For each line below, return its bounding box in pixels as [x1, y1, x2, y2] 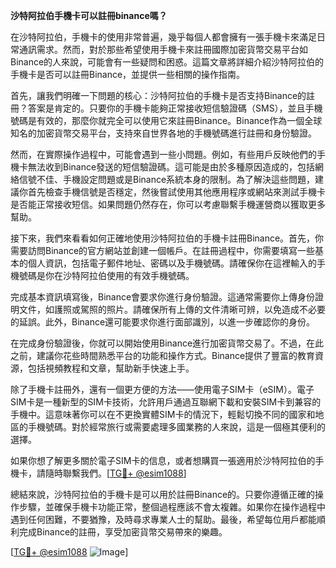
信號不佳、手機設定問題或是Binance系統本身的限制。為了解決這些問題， [18, 174, 316, 185]
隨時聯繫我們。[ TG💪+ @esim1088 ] [44, 467, 187, 479]
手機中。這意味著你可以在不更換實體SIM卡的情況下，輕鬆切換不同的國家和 [10, 409, 316, 420]
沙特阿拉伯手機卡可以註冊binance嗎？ [10, 10, 168, 21]
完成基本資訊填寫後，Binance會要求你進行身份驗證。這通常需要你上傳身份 [10, 291, 316, 303]
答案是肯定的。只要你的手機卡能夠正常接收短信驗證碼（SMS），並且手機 [27, 102, 323, 114]
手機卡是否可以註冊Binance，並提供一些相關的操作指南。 [10, 69, 246, 80]
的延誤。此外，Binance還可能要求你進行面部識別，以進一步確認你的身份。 [10, 316, 316, 328]
